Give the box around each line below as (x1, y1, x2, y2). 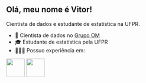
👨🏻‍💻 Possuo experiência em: (14, 47, 86, 54)
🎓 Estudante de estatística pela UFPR (14, 38, 108, 45)
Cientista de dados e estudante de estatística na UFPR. (6, 20, 140, 27)
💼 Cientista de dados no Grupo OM (14, 32, 100, 39)
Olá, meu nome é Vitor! (6, 5, 93, 15)
